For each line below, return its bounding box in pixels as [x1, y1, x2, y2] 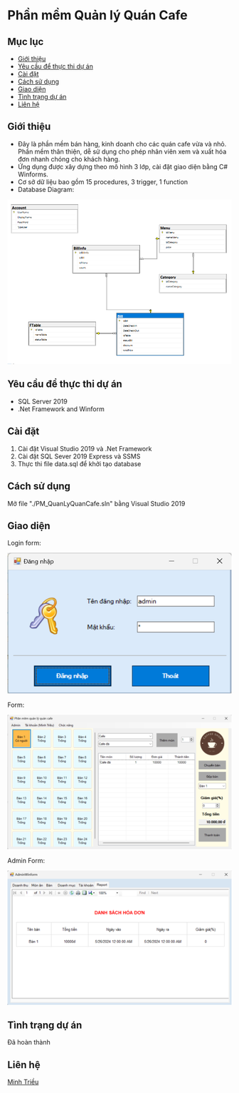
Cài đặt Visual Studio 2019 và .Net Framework [17, 444, 152, 453]
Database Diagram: [17, 185, 75, 193]
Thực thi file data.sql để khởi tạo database [17, 459, 142, 468]
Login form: [7, 539, 41, 548]
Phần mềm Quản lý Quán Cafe [7, 7, 188, 24]
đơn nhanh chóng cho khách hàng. [17, 154, 120, 163]
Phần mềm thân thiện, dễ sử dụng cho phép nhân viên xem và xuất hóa [17, 147, 227, 156]
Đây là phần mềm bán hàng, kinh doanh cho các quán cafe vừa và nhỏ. [17, 139, 227, 148]
